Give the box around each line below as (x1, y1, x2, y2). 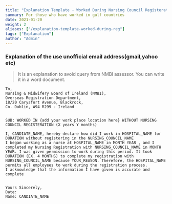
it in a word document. (17, 76, 66, 83)
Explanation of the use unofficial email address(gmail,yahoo (5, 53, 158, 60)
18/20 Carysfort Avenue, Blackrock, (5, 100, 83, 105)
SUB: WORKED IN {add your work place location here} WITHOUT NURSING (5, 118, 157, 123)
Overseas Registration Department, (5, 95, 81, 100)
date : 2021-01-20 (5, 17, 42, 22)
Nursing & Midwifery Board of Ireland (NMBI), (5, 91, 106, 96)
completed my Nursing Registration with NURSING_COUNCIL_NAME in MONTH (5, 145, 161, 150)
